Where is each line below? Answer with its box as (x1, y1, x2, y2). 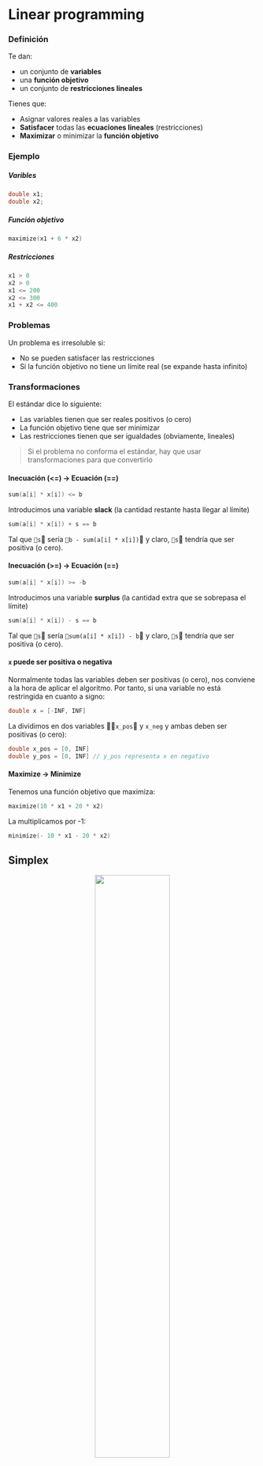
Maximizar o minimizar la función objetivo (19, 131, 159, 141)
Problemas (8, 320, 50, 331)
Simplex (8, 854, 49, 867)
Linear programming (8, 6, 145, 24)
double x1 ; (8, 190, 44, 198)
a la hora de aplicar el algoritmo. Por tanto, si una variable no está (8, 684, 221, 693)
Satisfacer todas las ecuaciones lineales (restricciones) (19, 122, 203, 132)
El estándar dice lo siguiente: (8, 399, 102, 409)
